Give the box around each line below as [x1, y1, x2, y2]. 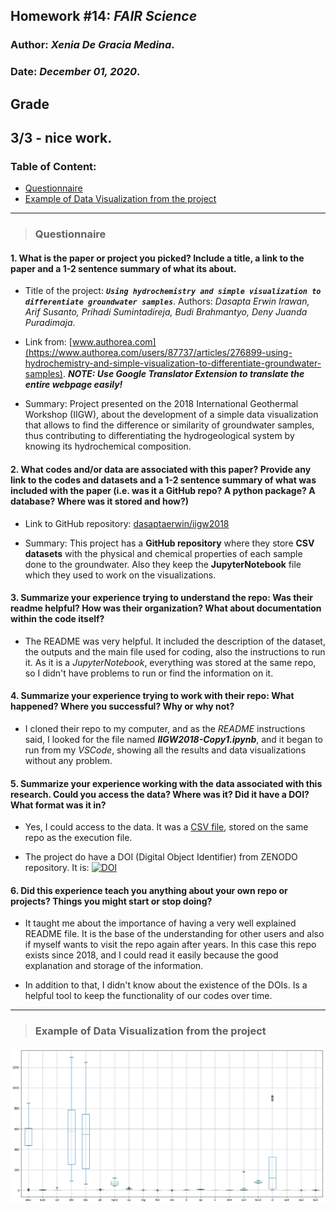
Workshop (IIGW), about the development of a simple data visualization [24, 409, 319, 421]
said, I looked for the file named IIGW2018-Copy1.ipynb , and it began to [24, 734, 323, 746]
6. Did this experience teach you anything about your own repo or [10, 884, 288, 896]
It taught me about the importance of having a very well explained [24, 917, 297, 929]
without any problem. [24, 755, 113, 767]
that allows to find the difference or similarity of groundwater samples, [24, 419, 315, 431]
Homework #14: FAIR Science [10, 8, 198, 25]
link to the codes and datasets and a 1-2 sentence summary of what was [10, 474, 317, 486]
